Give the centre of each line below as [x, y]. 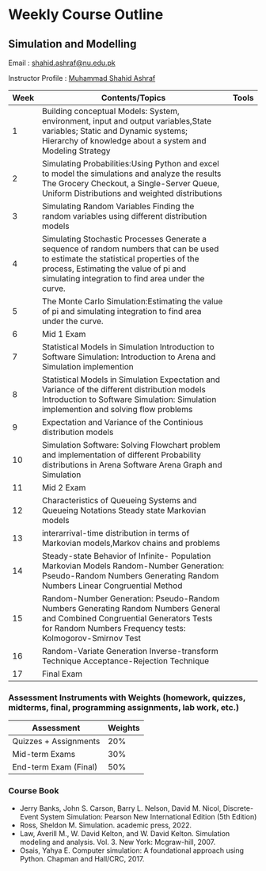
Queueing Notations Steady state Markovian [124, 510]
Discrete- [238, 808]
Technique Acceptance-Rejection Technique [126, 661]
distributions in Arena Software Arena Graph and [132, 465]
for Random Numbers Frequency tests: [114, 628]
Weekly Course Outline [86, 15]
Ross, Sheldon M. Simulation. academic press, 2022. [106, 825]
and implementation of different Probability [122, 455]
